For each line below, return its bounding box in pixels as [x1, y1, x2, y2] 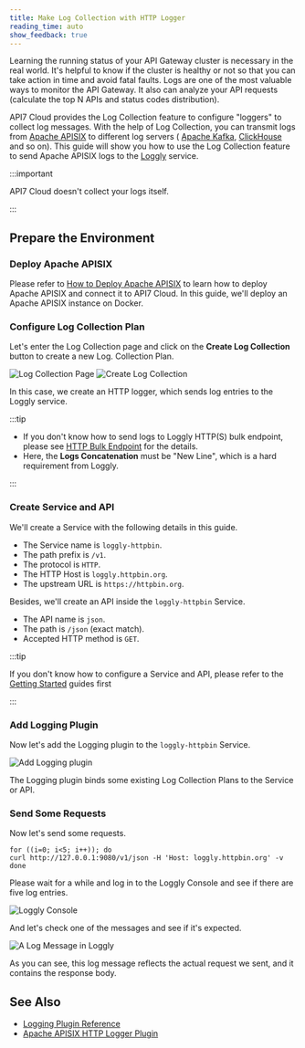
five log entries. [9, 887, 68, 898]
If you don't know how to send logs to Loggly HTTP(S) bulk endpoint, [22, 431, 284, 443]
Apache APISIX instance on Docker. [9, 298, 144, 309]
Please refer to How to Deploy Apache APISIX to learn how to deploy [9, 278, 268, 289]
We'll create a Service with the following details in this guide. [9, 521, 238, 532]
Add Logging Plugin [9, 718, 99, 731]
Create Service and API [9, 501, 115, 514]
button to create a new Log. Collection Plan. [9, 351, 174, 362]
